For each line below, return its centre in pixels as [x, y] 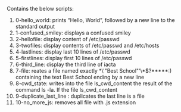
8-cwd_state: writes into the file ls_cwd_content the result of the [94, 83]
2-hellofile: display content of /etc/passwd [67, 39]
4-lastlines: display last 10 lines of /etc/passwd [73, 52]
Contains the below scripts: [40, 9]
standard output [35, 27]
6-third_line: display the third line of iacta [65, 64]
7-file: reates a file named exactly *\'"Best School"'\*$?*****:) [93, 71]
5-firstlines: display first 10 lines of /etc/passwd [74, 58]
